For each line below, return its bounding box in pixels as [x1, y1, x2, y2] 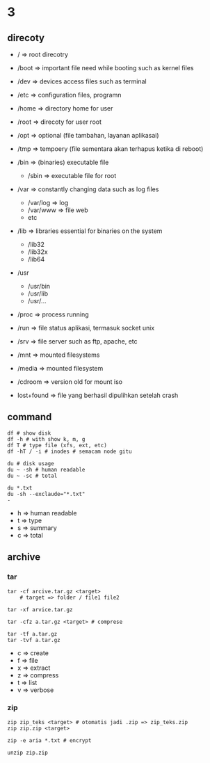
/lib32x [27, 248, 48, 256]
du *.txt [7, 484, 33, 491]
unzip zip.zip [7, 749, 49, 756]
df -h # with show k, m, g [7, 435, 86, 442]
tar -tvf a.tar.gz [7, 636, 60, 643]
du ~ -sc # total [7, 472, 58, 479]
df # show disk [7, 429, 51, 437]
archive [7, 551, 41, 563]
